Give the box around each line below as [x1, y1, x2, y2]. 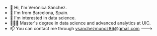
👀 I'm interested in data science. [9, 15, 76, 20]
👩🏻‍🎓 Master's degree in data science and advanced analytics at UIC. [9, 20, 151, 26]
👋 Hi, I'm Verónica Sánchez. [9, 5, 67, 10]
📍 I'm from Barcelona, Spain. [9, 10, 69, 16]
